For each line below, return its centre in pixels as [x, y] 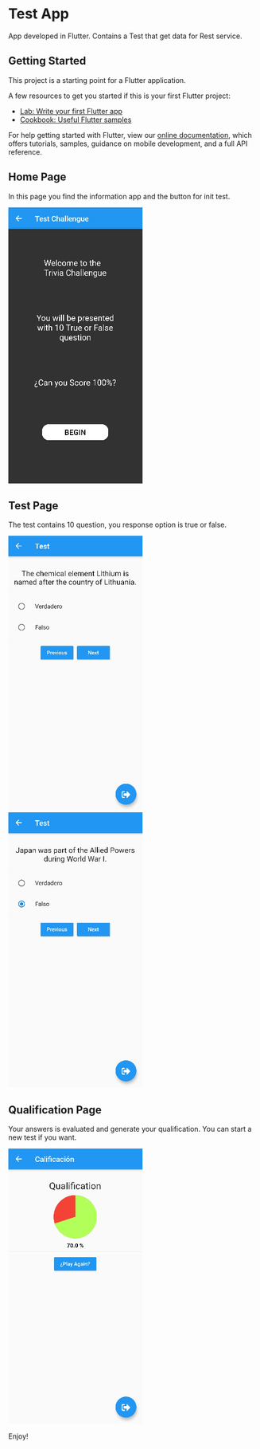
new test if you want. [43, 1137]
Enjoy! [19, 1436]
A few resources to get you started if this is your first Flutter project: [119, 96]
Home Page [37, 177]
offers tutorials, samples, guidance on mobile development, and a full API [128, 143]
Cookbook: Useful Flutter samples [76, 120]
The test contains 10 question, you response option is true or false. [117, 525]
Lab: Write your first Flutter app [71, 111]
